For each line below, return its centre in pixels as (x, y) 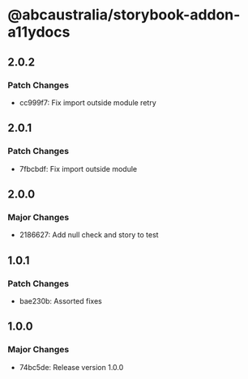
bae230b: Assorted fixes (60, 300)
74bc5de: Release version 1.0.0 (71, 367)
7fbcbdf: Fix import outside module (78, 168)
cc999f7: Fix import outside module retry (88, 102)
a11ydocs (39, 32)
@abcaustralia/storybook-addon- (124, 15)
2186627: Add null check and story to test (89, 235)
